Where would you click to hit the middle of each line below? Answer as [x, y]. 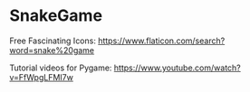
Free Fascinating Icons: [53, 41]
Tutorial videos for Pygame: [61, 68]
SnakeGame [56, 16]
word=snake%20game [52, 50]
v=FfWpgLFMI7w [42, 77]
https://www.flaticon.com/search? [162, 41]
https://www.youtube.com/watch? [178, 68]
